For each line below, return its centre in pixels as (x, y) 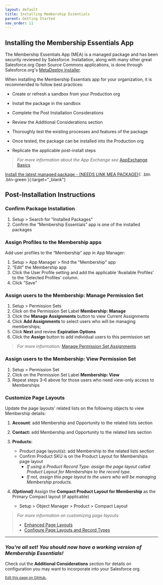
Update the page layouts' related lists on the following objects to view (74, 408)
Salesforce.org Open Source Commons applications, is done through (74, 65)
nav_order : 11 (19, 23)
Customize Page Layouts (35, 397)
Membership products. (49, 482)
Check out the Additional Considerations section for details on (68, 564)
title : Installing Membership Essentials (48, 14)
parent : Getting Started (30, 18)
